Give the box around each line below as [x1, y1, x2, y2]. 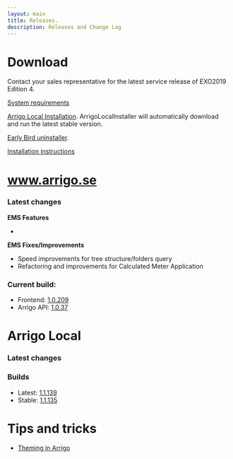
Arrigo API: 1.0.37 [17, 303, 68, 312]
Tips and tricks [7, 420, 97, 436]
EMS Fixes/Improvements [7, 240, 85, 249]
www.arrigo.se [7, 172, 97, 188]
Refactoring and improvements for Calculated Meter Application [17, 262, 203, 270]
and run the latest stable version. [7, 120, 103, 128]
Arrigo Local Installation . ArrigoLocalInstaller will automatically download [7, 112, 219, 121]
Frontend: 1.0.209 [17, 296, 69, 304]
